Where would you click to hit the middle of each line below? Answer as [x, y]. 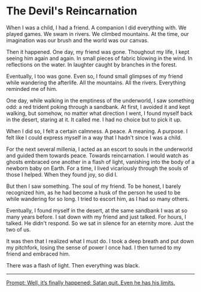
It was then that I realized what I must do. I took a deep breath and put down [100, 241]
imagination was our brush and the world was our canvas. [77, 40]
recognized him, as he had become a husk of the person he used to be [93, 192]
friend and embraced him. [38, 254]
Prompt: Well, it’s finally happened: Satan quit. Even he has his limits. [91, 282]
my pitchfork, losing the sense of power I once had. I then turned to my [94, 247]
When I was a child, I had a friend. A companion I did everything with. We [96, 28]
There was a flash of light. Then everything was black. [73, 265]
